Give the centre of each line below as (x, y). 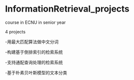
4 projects (15, 32)
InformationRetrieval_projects (67, 9)
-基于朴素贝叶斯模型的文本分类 (36, 72)
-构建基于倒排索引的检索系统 (34, 52)
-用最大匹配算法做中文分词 (32, 42)
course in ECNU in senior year (35, 22)
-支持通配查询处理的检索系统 (34, 62)
